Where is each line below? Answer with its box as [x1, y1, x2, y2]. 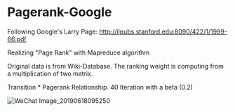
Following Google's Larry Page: [7, 27, 98, 36]
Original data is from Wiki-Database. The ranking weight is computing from [7, 62, 224, 70]
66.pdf [7, 34, 27, 43]
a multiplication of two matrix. [7, 69, 93, 78]
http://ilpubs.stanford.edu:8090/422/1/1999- [99, 27, 228, 36]
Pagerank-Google [7, 4, 112, 20]
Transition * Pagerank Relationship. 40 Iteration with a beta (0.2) [7, 83, 193, 91]
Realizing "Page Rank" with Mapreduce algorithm [7, 48, 149, 57]
